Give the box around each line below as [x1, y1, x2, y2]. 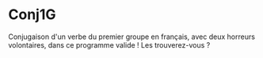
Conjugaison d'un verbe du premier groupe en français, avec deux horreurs [8, 32, 256, 41]
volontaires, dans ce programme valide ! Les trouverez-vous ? [8, 40, 211, 49]
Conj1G [8, 6, 56, 24]
